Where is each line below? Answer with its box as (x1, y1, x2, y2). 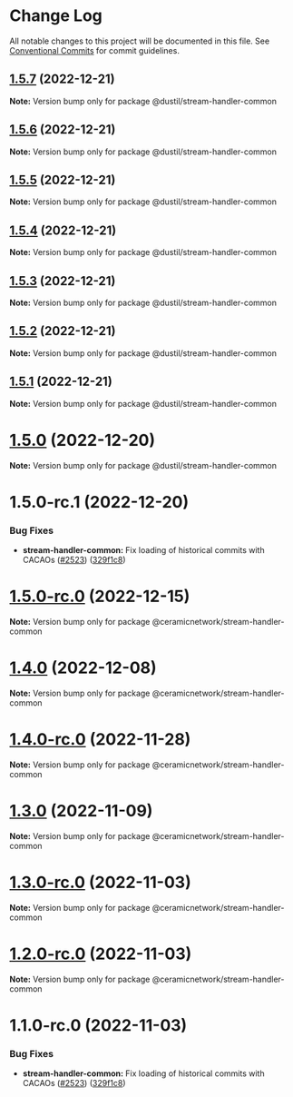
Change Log (9, 5, 103, 26)
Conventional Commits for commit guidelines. (9, 44, 180, 55)
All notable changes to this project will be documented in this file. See (9, 35, 270, 46)
